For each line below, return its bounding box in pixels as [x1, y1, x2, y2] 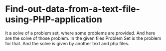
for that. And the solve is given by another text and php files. [5, 40, 130, 46]
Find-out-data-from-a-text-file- [5, 3, 141, 15]
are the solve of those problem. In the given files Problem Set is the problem [5, 35, 162, 41]
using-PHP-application [5, 14, 102, 25]
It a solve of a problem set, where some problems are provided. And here [5, 30, 156, 36]
